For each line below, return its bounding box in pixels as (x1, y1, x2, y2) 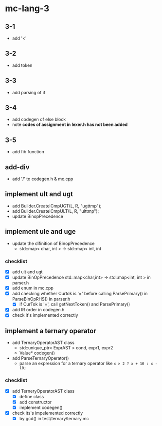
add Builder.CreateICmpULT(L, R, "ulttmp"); (12, 208, 99, 214)
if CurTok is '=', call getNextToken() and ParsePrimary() (19, 301, 130, 307)
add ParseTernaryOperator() (12, 355, 69, 361)
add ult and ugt (12, 269, 43, 275)
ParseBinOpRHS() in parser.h (12, 296, 71, 302)
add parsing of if (12, 89, 46, 95)
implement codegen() (19, 405, 63, 410)
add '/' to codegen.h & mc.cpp (12, 176, 73, 182)
